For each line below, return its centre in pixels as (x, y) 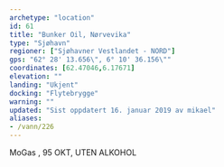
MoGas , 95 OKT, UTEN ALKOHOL (73, 153)
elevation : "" (36, 77)
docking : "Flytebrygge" (54, 93)
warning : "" (32, 102)
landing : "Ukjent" (44, 85)
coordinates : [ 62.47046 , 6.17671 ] (72, 69)
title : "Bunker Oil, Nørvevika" (70, 34)
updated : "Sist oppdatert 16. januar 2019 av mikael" (113, 110)
